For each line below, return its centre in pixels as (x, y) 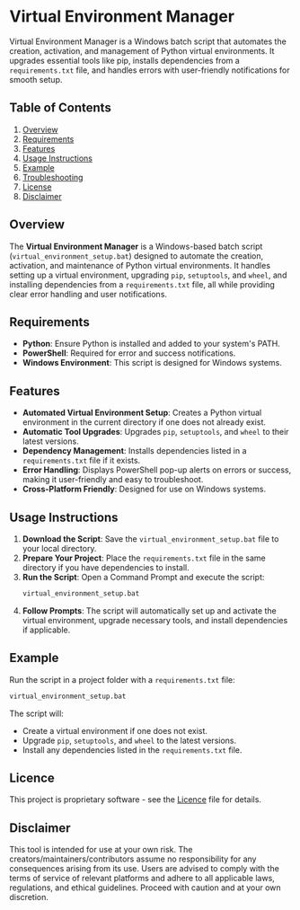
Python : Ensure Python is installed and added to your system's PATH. (151, 344)
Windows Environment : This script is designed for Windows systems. (152, 363)
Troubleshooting (53, 177)
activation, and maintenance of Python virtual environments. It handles (140, 265)
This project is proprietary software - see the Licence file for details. (136, 800)
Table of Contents (61, 108)
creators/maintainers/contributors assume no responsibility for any (133, 859)
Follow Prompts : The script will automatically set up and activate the (149, 610)
